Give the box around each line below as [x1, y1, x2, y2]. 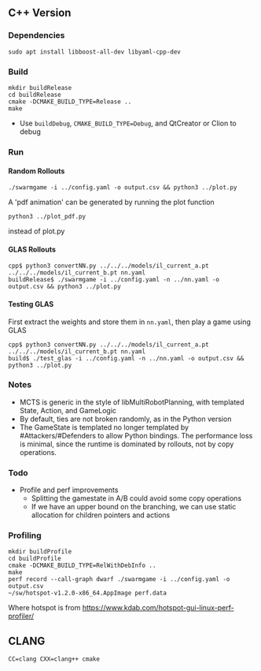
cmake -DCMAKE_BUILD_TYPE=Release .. [8, 98, 132, 106]
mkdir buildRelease [8, 84, 72, 91]
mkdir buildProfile [8, 548, 72, 556]
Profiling [8, 530, 42, 541]
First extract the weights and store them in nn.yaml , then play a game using [8, 317, 252, 326]
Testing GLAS [8, 299, 54, 308]
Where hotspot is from [8, 603, 81, 613]
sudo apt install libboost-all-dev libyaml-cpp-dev [8, 47, 181, 56]
